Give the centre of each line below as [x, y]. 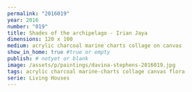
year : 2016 [23, 20]
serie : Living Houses [39, 78]
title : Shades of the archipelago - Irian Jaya [78, 33]
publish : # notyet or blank [48, 59]
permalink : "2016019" [39, 13]
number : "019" [28, 26]
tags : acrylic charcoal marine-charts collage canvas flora [96, 71]
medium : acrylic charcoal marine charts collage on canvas [95, 46]
